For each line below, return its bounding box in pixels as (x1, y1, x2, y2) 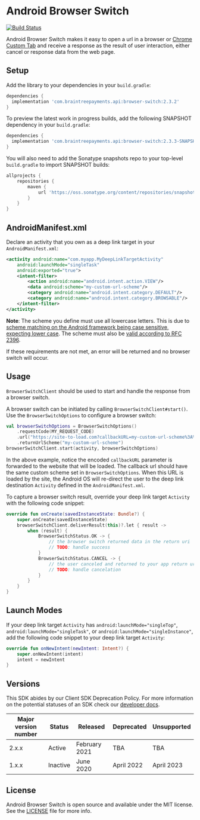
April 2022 (112, 761, 143, 769)
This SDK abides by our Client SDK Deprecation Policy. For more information (6, 694, 193, 702)
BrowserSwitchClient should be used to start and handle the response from (6, 387, 190, 394)
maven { (27, 183, 46, 189)
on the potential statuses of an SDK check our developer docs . (6, 701, 160, 708)
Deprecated (112, 723, 147, 731)
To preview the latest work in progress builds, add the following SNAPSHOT (6, 115, 192, 122)
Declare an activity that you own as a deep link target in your (6, 238, 155, 246)
